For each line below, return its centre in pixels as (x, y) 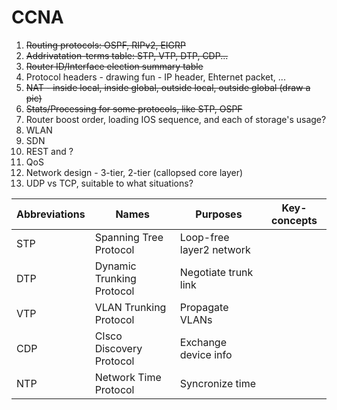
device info (206, 354)
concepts (294, 220)
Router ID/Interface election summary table (114, 66)
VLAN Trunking (130, 307)
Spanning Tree (129, 237)
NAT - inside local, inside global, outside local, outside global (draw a (168, 87)
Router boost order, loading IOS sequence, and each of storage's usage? (176, 119)
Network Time (128, 377)
